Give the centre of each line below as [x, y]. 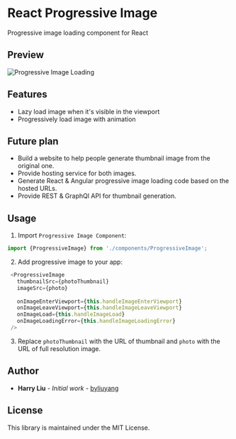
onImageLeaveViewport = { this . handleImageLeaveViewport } [99, 308]
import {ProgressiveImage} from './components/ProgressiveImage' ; [107, 249]
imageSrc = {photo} [43, 288]
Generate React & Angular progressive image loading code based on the [123, 181]
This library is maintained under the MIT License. [79, 428]
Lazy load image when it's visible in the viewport [89, 111]
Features [27, 95]
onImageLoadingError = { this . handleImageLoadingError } [96, 321]
